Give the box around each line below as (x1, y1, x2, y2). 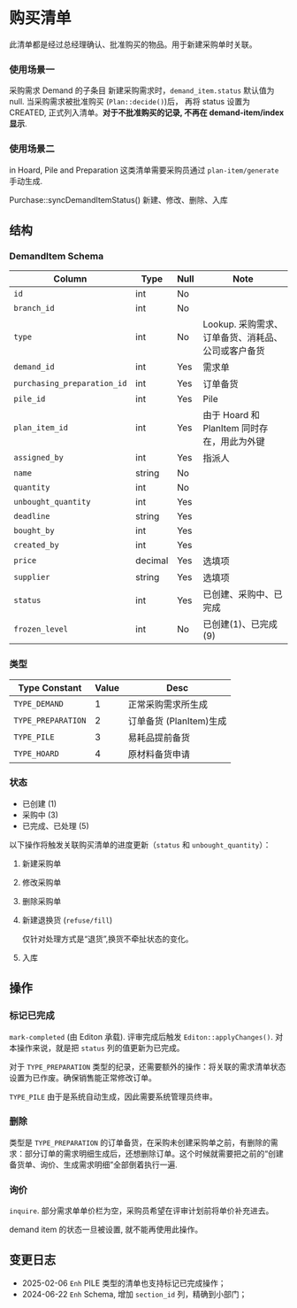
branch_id (13, 303, 55, 313)
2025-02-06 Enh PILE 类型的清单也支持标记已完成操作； (21, 1277, 227, 1289)
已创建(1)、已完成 (202, 618, 278, 631)
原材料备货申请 (127, 747, 191, 760)
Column (53, 273, 88, 285)
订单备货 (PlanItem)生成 (127, 715, 227, 727)
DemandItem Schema (9, 250, 104, 262)
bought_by (13, 526, 55, 536)
